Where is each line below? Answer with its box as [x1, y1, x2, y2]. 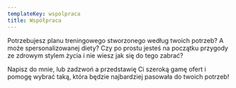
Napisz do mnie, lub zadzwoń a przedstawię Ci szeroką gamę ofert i [7, 65, 207, 73]
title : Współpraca [7, 17, 62, 24]
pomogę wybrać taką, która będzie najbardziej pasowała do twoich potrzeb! [7, 72, 230, 81]
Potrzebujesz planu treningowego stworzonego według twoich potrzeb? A [7, 36, 224, 44]
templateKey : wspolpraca [7, 10, 81, 18]
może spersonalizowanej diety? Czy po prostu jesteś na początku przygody [7, 44, 229, 52]
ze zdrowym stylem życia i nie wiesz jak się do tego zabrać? [7, 51, 184, 60]
